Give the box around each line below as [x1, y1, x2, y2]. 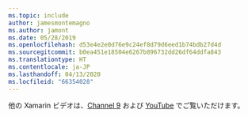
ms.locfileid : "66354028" [8, 77, 93, 85]
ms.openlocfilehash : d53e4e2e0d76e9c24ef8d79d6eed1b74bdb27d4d [8, 41, 222, 49]
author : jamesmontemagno [8, 19, 90, 27]
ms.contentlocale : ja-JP [8, 63, 90, 71]
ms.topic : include [8, 11, 69, 20]
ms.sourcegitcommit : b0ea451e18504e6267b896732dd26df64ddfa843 [8, 48, 222, 56]
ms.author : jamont [8, 26, 69, 34]
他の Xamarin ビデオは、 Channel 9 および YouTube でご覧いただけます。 [8, 100, 245, 110]
